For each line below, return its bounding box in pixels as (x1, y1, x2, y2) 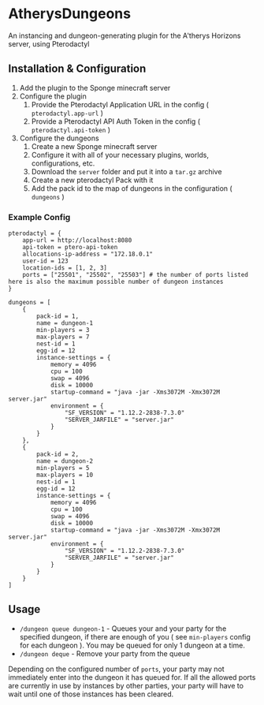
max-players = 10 (36, 471, 93, 479)
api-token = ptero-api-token (22, 244, 118, 252)
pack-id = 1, (36, 312, 80, 320)
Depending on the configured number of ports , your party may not (8, 664, 225, 673)
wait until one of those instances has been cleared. (8, 689, 174, 699)
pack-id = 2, (36, 450, 80, 458)
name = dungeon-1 (36, 319, 93, 327)
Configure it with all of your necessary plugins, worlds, (31, 150, 210, 159)
